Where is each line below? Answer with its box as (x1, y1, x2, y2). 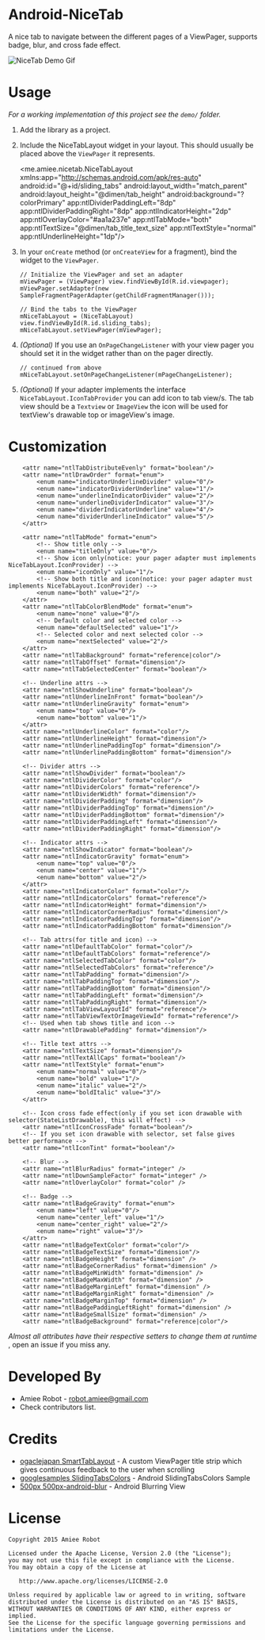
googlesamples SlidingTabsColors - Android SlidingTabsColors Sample (19, 1473, 251, 1482)
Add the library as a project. (19, 125, 111, 134)
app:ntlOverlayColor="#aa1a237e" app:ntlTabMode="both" (19, 214, 212, 224)
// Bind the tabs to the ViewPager (19, 305, 138, 313)
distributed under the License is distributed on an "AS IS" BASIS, (8, 1598, 239, 1606)
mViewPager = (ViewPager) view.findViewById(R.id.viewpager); (19, 278, 229, 285)
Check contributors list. (19, 1402, 97, 1412)
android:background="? (166, 189, 244, 199)
